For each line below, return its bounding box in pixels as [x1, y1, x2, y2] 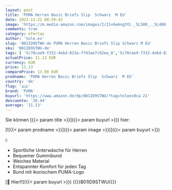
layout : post [5, 7, 33, 13]
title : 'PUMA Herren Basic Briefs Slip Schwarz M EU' [5, 12, 127, 17]
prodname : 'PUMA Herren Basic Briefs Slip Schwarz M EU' [5, 74, 134, 79]
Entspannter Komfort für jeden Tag [12, 163, 86, 170]
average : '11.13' [5, 103, 42, 108]
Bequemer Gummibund [12, 153, 62, 159]
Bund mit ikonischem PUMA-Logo [12, 169, 84, 175]
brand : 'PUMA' [5, 88, 36, 94]
